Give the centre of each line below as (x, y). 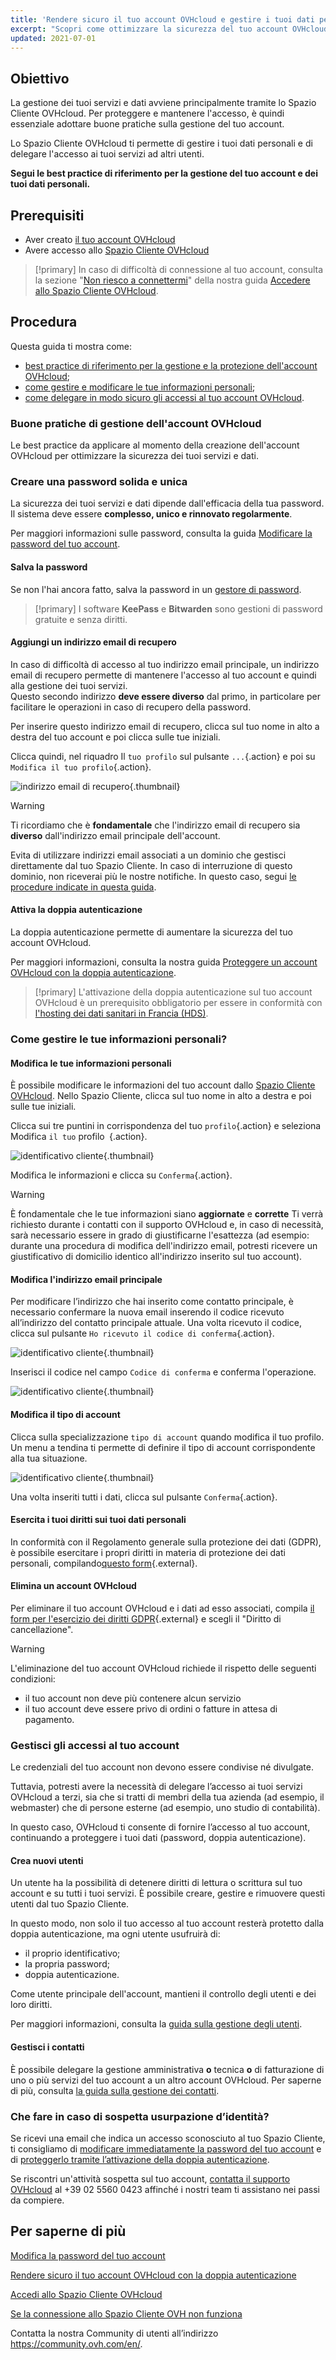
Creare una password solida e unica (99, 482)
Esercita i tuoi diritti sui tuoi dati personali (98, 1520)
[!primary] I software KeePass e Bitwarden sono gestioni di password (178, 608)
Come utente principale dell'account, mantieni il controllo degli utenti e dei (163, 1994)
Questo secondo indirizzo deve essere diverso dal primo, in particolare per (165, 696)
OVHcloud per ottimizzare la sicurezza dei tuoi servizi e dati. (134, 456)
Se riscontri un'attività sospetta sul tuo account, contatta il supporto (150, 2178)
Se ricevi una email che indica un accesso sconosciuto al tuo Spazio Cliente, (168, 2138)
